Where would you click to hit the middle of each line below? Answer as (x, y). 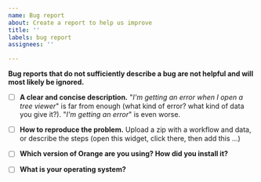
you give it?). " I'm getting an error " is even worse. (100, 115)
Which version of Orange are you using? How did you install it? (124, 154)
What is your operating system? (73, 169)
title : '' (24, 30)
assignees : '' (31, 45)
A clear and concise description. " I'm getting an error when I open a (131, 97)
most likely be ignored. (46, 82)
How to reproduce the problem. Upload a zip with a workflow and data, (135, 129)
